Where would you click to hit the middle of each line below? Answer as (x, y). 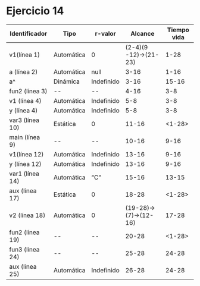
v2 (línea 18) (27, 215)
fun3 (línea (24, 249)
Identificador (29, 33)
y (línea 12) (25, 164)
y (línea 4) (24, 110)
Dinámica (67, 81)
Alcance (143, 33)
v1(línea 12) (26, 154)
